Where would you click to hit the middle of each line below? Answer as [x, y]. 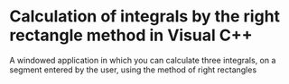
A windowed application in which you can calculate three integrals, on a [143, 60]
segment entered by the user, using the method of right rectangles [133, 70]
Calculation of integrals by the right [145, 17]
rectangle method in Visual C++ [131, 35]
